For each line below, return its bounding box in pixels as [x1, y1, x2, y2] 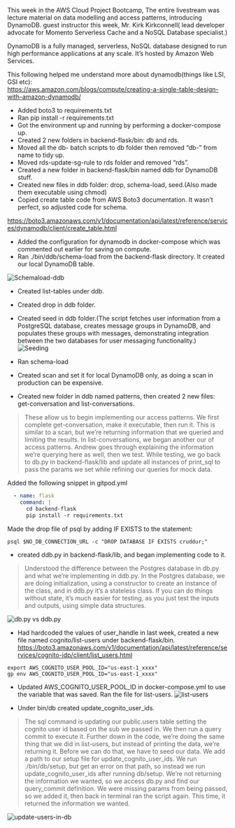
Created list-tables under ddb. [17, 287, 105, 295]
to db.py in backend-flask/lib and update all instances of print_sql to [24, 458, 221, 466]
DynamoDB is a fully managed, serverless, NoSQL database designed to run [7, 42, 227, 50]
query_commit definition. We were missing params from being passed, [24, 784, 228, 792]
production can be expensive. [17, 378, 104, 387]
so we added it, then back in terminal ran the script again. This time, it [24, 792, 226, 800]
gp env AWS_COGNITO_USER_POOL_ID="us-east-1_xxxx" [7, 670, 158, 677]
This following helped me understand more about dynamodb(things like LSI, [7, 70, 226, 78]
